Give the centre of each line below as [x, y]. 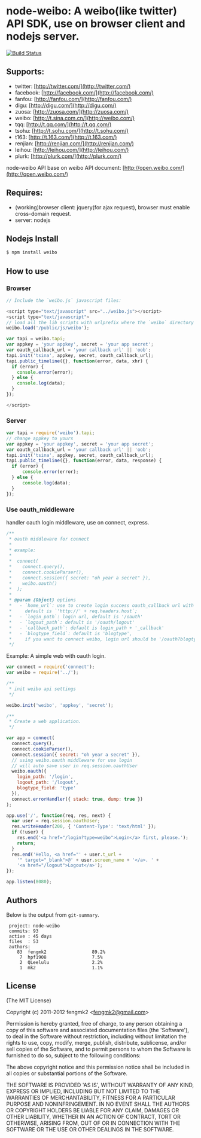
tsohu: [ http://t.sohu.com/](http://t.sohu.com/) [71, 130]
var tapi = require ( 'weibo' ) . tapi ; [51, 433]
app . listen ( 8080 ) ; [29, 882]
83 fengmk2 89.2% [61, 952]
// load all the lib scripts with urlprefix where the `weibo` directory [100, 322]
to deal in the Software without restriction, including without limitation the [96, 1036]
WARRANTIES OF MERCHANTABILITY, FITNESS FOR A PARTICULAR [91, 1097]
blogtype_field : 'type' [47, 788]
